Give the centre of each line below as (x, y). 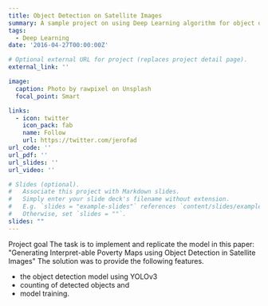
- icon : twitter (42, 118)
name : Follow (44, 133)
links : (19, 111)
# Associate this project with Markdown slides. (94, 192)
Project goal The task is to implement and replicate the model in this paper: (132, 244)
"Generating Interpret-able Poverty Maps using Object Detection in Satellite (132, 253)
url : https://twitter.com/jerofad (80, 140)
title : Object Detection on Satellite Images (85, 16)
